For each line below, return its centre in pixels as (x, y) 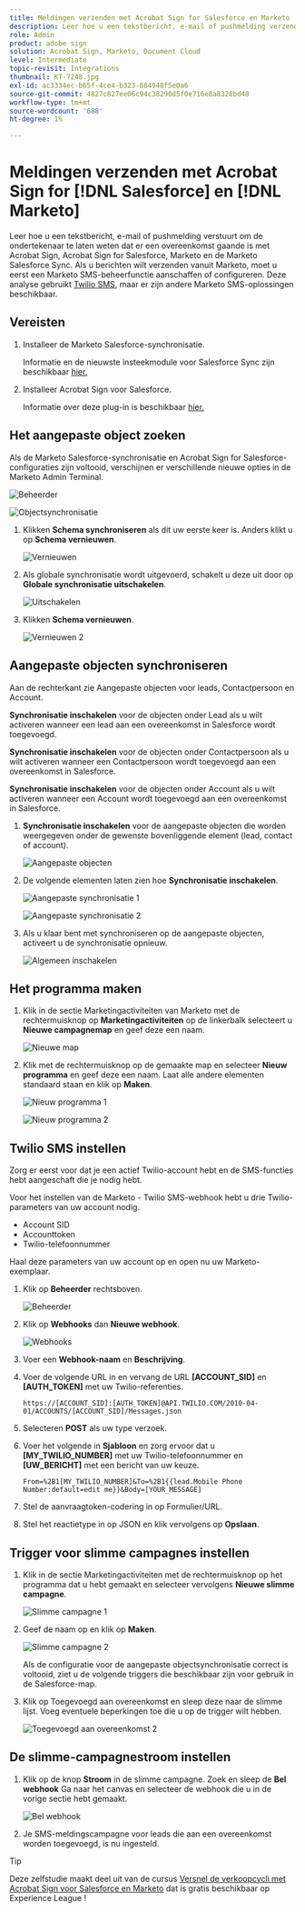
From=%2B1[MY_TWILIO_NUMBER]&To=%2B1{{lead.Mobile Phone (133, 1482)
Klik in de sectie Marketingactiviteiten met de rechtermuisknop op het (152, 1575)
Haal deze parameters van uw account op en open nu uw (117, 1262)
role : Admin (32, 35)
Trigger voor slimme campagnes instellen (129, 1552)
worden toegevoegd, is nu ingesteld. (91, 1843)
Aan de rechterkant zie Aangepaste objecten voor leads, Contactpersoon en (152, 687)
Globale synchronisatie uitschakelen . (94, 584)
